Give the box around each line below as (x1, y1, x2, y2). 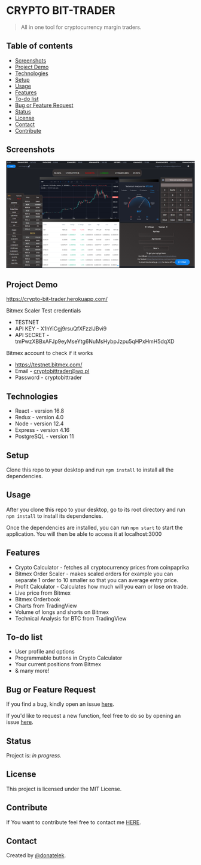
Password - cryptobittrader (14, 374, 82, 381)
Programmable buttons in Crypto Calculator (14, 654, 123, 661)
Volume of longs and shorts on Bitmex (14, 608, 109, 616)
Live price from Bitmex (14, 589, 71, 596)
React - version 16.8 (14, 407, 65, 414)
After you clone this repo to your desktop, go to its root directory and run (6, 506, 185, 513)
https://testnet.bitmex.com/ (14, 361, 83, 368)
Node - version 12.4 (14, 420, 64, 427)
